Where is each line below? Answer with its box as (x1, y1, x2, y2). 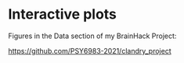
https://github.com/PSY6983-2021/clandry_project (8, 46, 171, 55)
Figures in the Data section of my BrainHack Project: (8, 31, 177, 40)
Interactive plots (8, 5, 117, 23)
